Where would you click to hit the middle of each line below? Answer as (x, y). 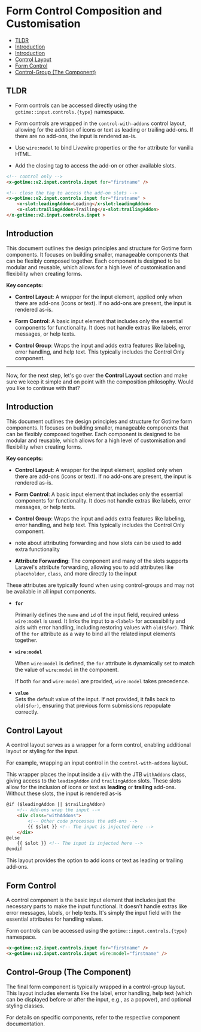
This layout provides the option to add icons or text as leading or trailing (95, 860)
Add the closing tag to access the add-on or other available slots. (95, 165)
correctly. (27, 712)
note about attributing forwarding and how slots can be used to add (98, 543)
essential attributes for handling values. (55, 919)
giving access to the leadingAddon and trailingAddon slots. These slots (94, 781)
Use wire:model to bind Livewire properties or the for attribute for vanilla (104, 147)
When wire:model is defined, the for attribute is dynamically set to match (105, 663)
